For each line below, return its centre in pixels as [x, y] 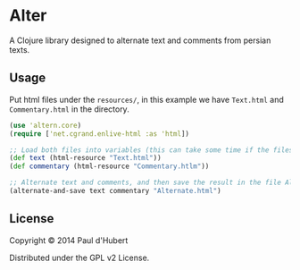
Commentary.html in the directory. [69, 109]
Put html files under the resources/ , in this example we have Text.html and [146, 99]
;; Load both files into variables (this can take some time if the [139, 150]
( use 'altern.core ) [46, 125]
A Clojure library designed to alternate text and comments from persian [140, 40]
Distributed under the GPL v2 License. [79, 257]
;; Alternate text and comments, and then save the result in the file [145, 183]
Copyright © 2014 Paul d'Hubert [69, 240]
